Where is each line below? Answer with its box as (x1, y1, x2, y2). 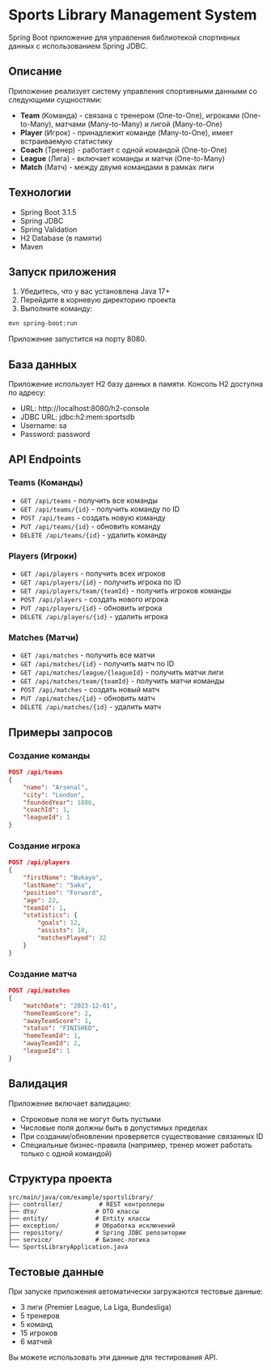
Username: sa (19, 421, 67, 430)
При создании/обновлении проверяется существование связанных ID (19, 1131, 264, 1141)
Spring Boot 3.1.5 (19, 207, 77, 216)
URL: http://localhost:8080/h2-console (19, 404, 150, 413)
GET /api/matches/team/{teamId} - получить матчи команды (19, 676, 225, 686)
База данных (8, 357, 78, 371)
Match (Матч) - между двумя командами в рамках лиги (19, 162, 214, 172)
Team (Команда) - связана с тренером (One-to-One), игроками (19, 110, 240, 120)
